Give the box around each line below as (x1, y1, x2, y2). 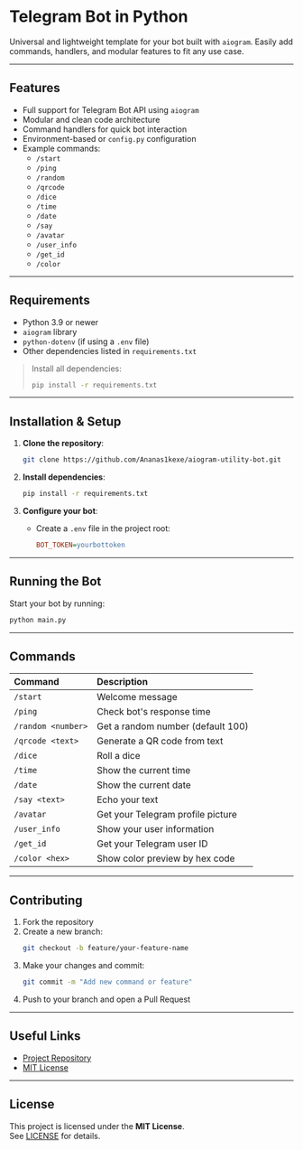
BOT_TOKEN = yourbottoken (35, 540, 126, 549)
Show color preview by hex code (96, 852, 235, 865)
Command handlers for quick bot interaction (22, 124, 188, 135)
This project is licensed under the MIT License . (9, 1120, 185, 1131)
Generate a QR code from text (96, 734, 224, 747)
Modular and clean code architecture (22, 114, 161, 125)
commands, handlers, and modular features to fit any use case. (9, 45, 245, 56)
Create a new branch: (22, 926, 104, 937)
